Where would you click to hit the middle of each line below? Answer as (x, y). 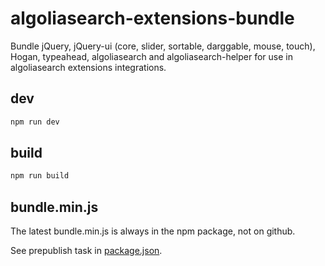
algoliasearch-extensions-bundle (152, 18)
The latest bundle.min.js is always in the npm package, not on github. (153, 231)
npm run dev (35, 122)
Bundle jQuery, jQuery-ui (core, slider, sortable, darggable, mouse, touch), (163, 46)
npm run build (40, 176)
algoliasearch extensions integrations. (88, 67)
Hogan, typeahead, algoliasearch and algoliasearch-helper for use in (151, 56)
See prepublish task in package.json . (86, 251)
